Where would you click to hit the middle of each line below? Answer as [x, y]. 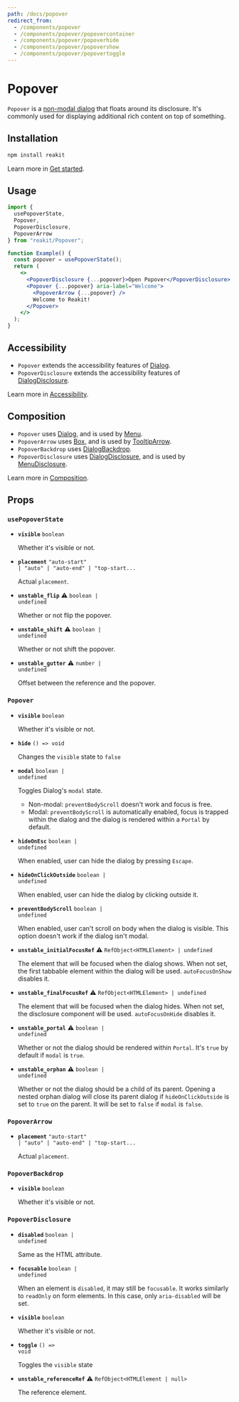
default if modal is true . [51, 1055]
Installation [33, 138]
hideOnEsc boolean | [47, 841]
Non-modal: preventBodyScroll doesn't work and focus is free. [120, 804]
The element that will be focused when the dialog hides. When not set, [121, 1006]
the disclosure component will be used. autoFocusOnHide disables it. [117, 1013]
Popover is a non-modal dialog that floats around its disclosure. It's [105, 108]
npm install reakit [36, 155]
